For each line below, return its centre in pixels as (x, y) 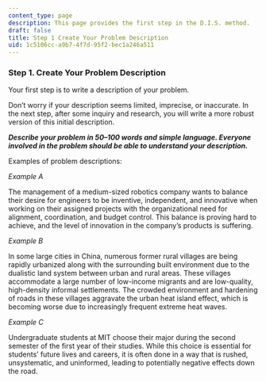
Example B (26, 241)
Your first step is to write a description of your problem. (99, 90)
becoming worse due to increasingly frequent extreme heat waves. (118, 307)
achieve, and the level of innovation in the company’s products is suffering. (131, 226)
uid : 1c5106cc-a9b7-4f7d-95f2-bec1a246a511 (81, 45)
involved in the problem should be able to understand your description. (128, 146)
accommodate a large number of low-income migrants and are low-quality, (131, 281)
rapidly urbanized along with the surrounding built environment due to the (129, 265)
